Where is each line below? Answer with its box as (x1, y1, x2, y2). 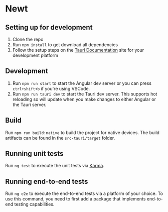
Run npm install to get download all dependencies (12, 42, 118, 48)
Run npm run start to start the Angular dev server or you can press (12, 80, 152, 86)
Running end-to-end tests (5, 177, 88, 186)
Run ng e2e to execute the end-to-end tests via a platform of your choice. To (5, 190, 163, 196)
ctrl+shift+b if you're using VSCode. (12, 85, 90, 91)
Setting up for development (5, 23, 93, 32)
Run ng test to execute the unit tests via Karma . (5, 163, 104, 169)
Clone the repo (12, 36, 44, 42)
